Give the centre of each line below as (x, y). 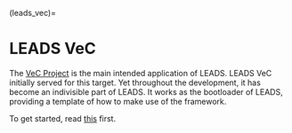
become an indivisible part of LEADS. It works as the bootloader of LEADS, (146, 91)
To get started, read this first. (63, 118)
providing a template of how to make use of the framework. (118, 101)
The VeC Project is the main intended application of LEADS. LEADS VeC (141, 73)
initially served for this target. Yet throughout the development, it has (135, 82)
